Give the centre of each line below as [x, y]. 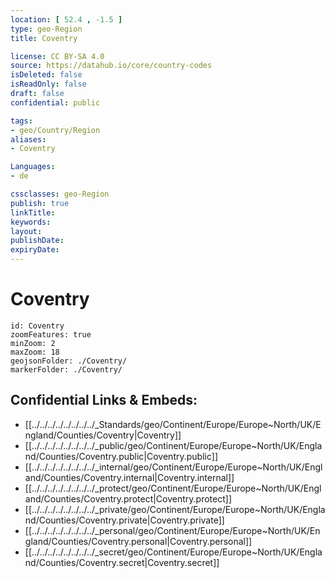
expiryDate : [35, 250]
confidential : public [55, 102]
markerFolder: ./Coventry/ [66, 369]
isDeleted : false [46, 75]
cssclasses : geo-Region [60, 194]
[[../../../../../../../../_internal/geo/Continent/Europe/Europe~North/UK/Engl [173, 467]
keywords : [31, 222]
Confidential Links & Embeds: [104, 400]
